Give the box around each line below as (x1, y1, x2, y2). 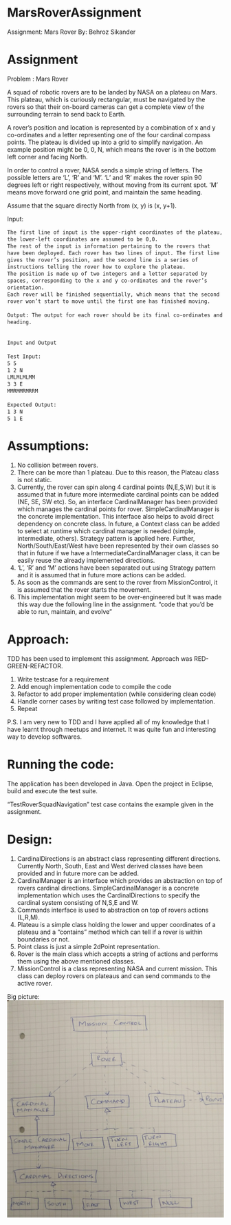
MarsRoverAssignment (7, 5, 142, 21)
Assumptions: (7, 438, 89, 454)
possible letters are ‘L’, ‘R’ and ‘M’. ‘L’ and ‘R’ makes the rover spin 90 (7, 173, 202, 181)
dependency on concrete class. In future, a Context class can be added (16, 519, 220, 528)
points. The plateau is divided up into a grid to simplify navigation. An (7, 138, 203, 146)
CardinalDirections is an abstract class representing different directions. (16, 854, 221, 863)
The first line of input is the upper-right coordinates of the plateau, (7, 229, 223, 236)
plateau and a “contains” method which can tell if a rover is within (16, 928, 203, 936)
